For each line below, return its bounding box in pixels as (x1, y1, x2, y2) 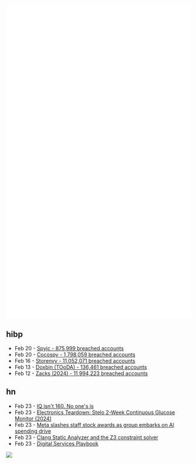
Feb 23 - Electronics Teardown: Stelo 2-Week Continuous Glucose (14, 409, 175, 416)
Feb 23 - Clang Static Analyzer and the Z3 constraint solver (14, 433, 158, 440)
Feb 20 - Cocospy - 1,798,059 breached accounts (14, 351, 136, 358)
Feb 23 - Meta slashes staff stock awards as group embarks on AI (14, 421, 174, 428)
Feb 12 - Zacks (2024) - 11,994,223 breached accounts (14, 370, 148, 377)
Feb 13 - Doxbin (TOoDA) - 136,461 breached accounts (14, 364, 147, 371)
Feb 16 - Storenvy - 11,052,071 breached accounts (14, 357, 136, 364)
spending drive (14, 427, 52, 435)
